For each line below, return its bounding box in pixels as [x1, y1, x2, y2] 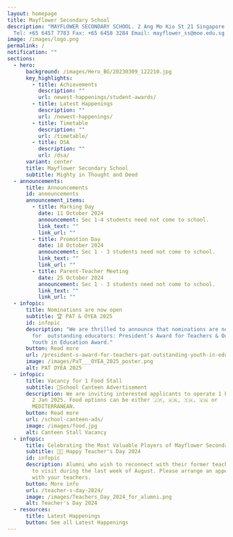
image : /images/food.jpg [25, 422, 98, 430]
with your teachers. [32, 474, 92, 481]
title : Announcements [25, 184, 89, 191]
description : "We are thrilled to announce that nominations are [25, 326, 218, 333]
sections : [7, 55, 36, 62]
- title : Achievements [32, 81, 98, 88]
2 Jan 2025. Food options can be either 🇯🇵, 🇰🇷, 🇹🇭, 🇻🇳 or [32, 396, 218, 404]
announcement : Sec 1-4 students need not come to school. [37, 216, 209, 223]
